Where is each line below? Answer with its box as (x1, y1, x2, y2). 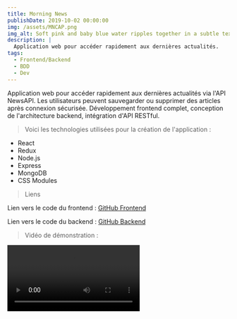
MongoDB (17, 169, 47, 177)
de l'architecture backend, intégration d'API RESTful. (7, 111, 160, 120)
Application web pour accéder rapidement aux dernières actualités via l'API (7, 89, 226, 97)
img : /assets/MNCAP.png (7, 23, 78, 30)
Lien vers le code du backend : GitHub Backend (7, 217, 146, 226)
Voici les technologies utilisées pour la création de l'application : (24, 125, 212, 133)
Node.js (17, 153, 41, 162)
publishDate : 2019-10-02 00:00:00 (7, 17, 109, 24)
